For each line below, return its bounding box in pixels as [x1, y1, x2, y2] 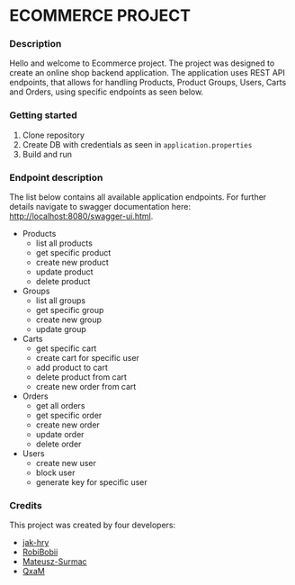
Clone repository [22, 130, 85, 140]
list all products [35, 238, 93, 248]
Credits [9, 499, 42, 511]
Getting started [9, 109, 78, 121]
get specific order [35, 410, 103, 421]
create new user [35, 458, 97, 469]
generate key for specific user [35, 477, 148, 488]
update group [35, 324, 87, 335]
